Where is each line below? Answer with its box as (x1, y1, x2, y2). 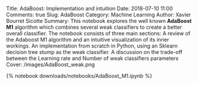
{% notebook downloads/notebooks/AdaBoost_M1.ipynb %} (6, 73, 152, 79)
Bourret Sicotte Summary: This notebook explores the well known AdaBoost (6, 18, 192, 24)
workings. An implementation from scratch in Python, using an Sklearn (6, 42, 178, 49)
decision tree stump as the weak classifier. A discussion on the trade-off (6, 49, 183, 55)
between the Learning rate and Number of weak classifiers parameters (6, 55, 179, 62)
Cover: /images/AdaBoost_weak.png (6, 61, 95, 68)
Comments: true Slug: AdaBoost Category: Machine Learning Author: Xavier (6, 11, 191, 18)
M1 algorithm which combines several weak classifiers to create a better (6, 23, 182, 30)
